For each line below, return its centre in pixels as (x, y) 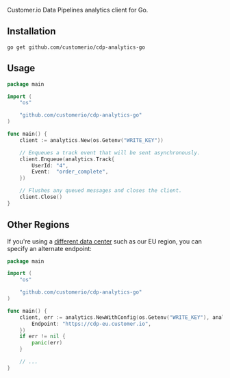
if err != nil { (43, 336)
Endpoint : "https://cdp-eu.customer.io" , (92, 324)
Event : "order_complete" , (70, 172)
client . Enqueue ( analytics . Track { (67, 159)
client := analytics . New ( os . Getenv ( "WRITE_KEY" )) (92, 140)
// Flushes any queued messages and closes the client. (101, 191)
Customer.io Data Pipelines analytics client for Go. (78, 10)
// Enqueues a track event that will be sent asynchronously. (110, 153)
